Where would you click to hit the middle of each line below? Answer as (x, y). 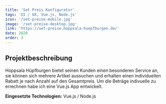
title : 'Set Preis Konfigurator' (40, 10)
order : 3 (14, 38)
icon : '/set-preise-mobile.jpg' (39, 19)
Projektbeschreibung (39, 58)
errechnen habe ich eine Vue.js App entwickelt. (54, 86)
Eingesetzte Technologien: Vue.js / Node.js (51, 96)
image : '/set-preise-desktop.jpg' (41, 24)
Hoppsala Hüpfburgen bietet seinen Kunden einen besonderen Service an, (82, 70)
